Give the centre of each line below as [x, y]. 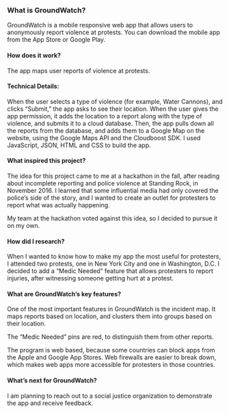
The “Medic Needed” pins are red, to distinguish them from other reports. [110, 337]
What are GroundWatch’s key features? [64, 294]
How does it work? [34, 55]
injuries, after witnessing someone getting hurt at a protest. [91, 279]
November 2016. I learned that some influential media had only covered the [113, 190]
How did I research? [36, 241]
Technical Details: [33, 86]
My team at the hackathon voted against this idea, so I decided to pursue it [112, 218]
